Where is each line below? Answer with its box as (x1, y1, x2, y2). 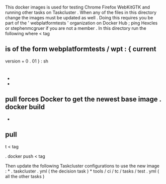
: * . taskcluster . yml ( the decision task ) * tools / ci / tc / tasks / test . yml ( (5, 168, 160, 174)
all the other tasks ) (5, 173, 45, 179)
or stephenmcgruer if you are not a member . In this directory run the (5, 25, 147, 31)
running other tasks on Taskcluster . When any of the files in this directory (5, 9, 157, 15)
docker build (5, 103, 45, 111)
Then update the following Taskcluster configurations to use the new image (5, 163, 160, 169)
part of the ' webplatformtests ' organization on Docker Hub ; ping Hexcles (5, 20, 158, 26)
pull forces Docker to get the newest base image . (5, 95, 162, 104)
